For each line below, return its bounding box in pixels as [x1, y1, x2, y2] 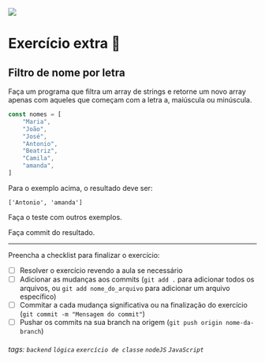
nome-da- [226, 319, 255, 327]
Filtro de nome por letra [8, 65, 125, 79]
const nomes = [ [8, 110, 62, 118]
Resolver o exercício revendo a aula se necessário [19, 265, 183, 275]
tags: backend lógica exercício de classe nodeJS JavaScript [8, 344, 204, 354]
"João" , [22, 125, 47, 133]
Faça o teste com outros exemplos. [8, 212, 122, 222]
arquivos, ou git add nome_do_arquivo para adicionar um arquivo [19, 284, 230, 293]
